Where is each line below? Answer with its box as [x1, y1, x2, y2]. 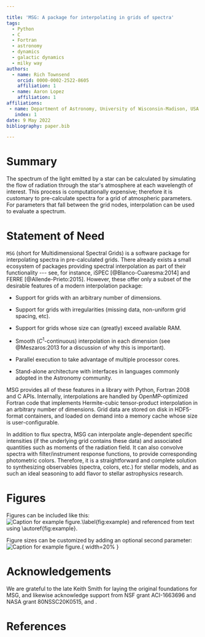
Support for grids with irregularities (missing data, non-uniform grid [15, 306, 186, 313]
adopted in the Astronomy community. [15, 374, 112, 381]
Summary [6, 155, 57, 169]
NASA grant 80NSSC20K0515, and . [6, 598, 97, 605]
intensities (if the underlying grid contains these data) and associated [6, 437, 182, 444]
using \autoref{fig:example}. [6, 525, 78, 532]
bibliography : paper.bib [6, 123, 70, 129]
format [6, 412, 23, 420]
